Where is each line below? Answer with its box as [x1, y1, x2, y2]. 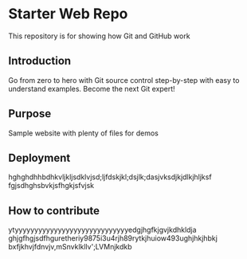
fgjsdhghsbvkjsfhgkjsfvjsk [8, 181, 94, 190]
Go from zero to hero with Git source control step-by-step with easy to [8, 75, 240, 84]
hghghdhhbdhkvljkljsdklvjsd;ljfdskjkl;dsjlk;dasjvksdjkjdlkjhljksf [8, 172, 213, 182]
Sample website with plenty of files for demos [8, 128, 159, 138]
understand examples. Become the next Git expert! [8, 84, 175, 93]
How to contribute [8, 204, 100, 218]
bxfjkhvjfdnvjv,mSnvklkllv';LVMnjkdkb [8, 242, 132, 252]
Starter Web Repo [8, 5, 128, 23]
